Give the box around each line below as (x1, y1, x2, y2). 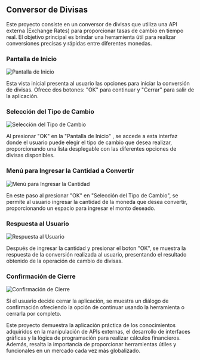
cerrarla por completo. (6, 310, 61, 318)
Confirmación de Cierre (6, 272, 76, 280)
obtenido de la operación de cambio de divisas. (6, 257, 124, 264)
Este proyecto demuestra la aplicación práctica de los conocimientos (6, 322, 176, 329)
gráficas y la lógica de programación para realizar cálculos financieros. (6, 334, 181, 341)
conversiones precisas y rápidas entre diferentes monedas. (6, 39, 152, 47)
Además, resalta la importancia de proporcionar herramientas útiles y (6, 341, 177, 348)
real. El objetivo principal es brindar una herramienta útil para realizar (6, 33, 176, 41)
